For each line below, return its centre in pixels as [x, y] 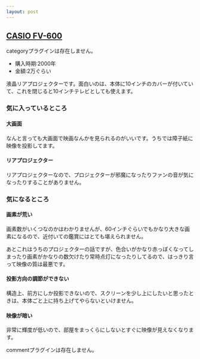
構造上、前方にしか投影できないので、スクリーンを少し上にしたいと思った [98, 293]
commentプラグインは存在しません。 [52, 350]
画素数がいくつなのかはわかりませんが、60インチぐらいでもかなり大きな [96, 229]
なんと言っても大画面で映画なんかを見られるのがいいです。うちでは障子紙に [100, 138]
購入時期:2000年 [35, 64]
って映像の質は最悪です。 [37, 264]
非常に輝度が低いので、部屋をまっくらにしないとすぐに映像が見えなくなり [98, 330]
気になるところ [28, 199]
